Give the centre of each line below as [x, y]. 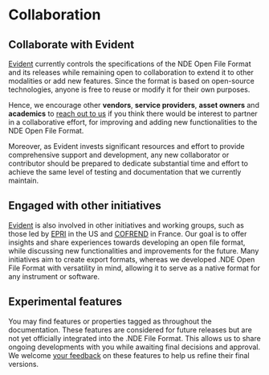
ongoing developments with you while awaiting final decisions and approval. [134, 347]
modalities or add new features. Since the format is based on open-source [131, 81]
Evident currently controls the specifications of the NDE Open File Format [130, 64]
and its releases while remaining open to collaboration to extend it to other [131, 72]
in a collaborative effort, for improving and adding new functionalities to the [133, 122]
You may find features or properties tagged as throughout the [110, 321]
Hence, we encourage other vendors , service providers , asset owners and [134, 105]
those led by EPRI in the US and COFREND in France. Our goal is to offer [128, 233]
